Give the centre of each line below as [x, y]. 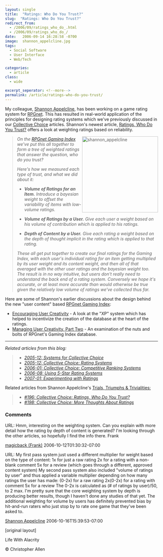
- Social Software [28, 50]
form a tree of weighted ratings [48, 149]
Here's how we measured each [48, 169]
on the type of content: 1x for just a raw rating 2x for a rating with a [72, 460]
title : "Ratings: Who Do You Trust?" [44, 14]
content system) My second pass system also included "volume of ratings [79, 470]
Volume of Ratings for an [50, 189]
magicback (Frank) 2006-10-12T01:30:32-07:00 [53, 445]
